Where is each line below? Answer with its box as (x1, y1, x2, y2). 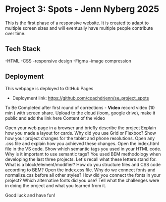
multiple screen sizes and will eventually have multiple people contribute (5, 25, 153, 31)
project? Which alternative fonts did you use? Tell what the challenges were (5, 177, 160, 183)
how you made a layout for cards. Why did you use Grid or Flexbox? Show (5, 130, 156, 136)
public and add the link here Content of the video (5, 115, 106, 121)
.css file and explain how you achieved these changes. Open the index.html (5, 140, 159, 147)
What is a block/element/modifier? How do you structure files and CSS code (5, 161, 161, 167)
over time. (5, 30, 26, 36)
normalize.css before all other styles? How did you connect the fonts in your (5, 172, 161, 178)
